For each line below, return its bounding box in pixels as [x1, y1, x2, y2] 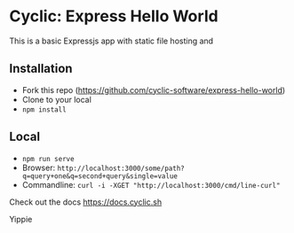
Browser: [21, 162, 56, 173]
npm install [21, 105, 67, 114]
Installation [9, 61, 73, 76]
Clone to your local [21, 94, 91, 105]
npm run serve [21, 154, 75, 163]
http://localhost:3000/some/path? [57, 164, 185, 173]
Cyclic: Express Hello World [9, 6, 219, 27]
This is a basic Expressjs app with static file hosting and [9, 35, 214, 46]
